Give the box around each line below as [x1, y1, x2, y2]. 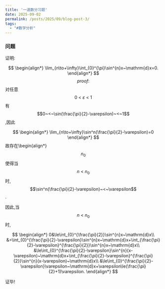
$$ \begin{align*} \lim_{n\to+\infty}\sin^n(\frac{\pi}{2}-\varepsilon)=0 [12, 129, 154, 135]
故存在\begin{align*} [5, 143, 47, 149]
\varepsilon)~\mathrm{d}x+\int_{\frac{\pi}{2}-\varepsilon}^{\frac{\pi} [13, 252, 153, 258]
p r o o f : [77, 78, 90, 84]
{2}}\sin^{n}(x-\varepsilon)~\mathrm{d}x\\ [13, 258, 99, 264]
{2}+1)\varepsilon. [49, 268, 85, 274]
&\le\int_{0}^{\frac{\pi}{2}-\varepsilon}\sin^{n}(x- [34, 247, 133, 253]
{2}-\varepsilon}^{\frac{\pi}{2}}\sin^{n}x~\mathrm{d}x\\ [26, 242, 140, 248]
